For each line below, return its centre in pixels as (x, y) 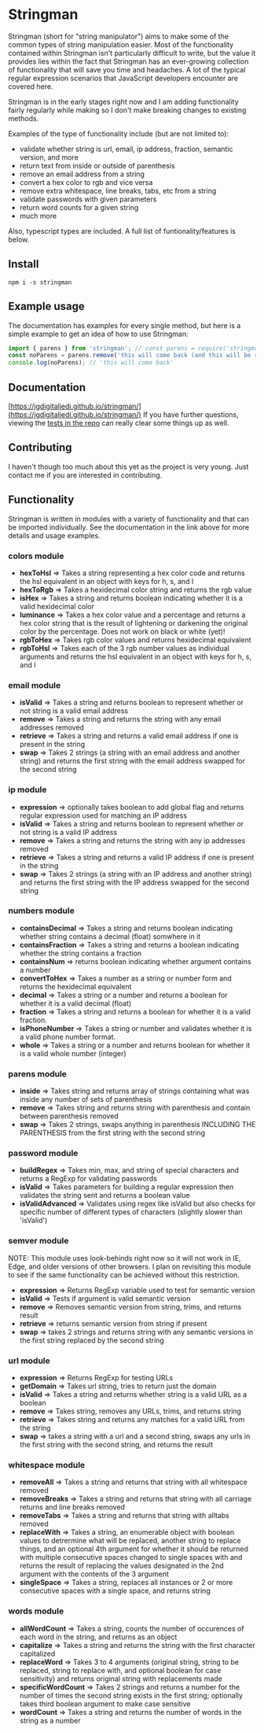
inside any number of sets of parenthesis (86, 1099)
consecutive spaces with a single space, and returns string (115, 1591)
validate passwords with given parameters (88, 199)
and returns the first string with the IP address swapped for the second (134, 882)
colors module (36, 556)
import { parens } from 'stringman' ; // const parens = (101, 348)
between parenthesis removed (69, 1116)
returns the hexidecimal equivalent (75, 986)
